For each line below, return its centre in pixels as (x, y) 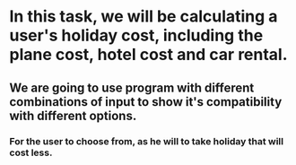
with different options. (73, 115)
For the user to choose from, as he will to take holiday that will (147, 141)
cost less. (31, 152)
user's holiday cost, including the (136, 35)
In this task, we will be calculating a (144, 17)
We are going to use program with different (132, 87)
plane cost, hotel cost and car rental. (149, 55)
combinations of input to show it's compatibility (146, 102)
